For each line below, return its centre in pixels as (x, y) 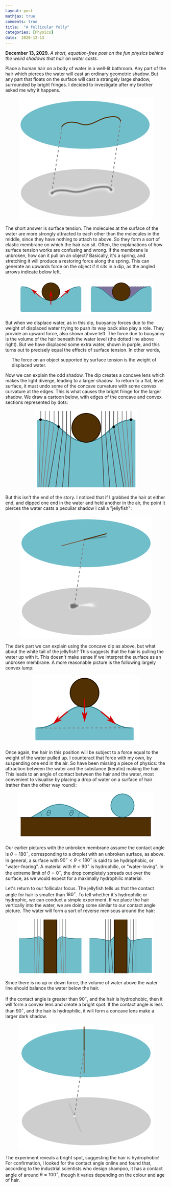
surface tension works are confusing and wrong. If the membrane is (77, 250)
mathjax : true (20, 16)
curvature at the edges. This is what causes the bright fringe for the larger (83, 391)
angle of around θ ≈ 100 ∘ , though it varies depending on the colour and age (85, 1174)
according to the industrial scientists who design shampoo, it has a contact (84, 1168)
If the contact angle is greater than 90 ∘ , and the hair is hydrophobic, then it (84, 999)
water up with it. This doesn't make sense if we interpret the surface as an (83, 657)
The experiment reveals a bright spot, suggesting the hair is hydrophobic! (82, 1157)
